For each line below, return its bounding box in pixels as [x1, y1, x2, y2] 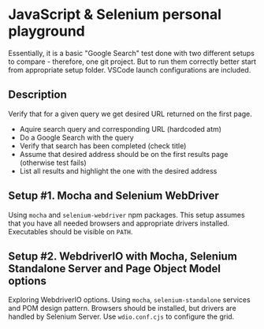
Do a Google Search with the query [19, 133, 134, 142]
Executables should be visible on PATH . [8, 226, 133, 236]
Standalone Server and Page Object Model [8, 262, 221, 275]
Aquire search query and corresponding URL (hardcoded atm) [19, 124, 222, 133]
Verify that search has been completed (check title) [19, 140, 187, 151]
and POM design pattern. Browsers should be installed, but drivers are [8, 304, 236, 313]
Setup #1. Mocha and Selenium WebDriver [8, 189, 219, 203]
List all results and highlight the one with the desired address [19, 166, 218, 175]
